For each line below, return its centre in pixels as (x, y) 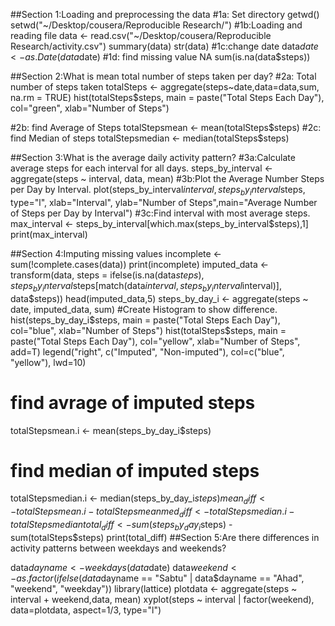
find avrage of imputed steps (133, 402)
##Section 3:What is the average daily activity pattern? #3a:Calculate (153, 157)
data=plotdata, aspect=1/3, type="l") (86, 610)
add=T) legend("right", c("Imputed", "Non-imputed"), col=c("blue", (147, 351)
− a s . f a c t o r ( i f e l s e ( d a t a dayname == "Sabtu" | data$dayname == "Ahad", (157, 578)
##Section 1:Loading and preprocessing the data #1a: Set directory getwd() (165, 14)
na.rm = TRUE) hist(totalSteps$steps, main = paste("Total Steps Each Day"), (167, 97)
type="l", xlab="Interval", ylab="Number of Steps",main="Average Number (164, 202)
